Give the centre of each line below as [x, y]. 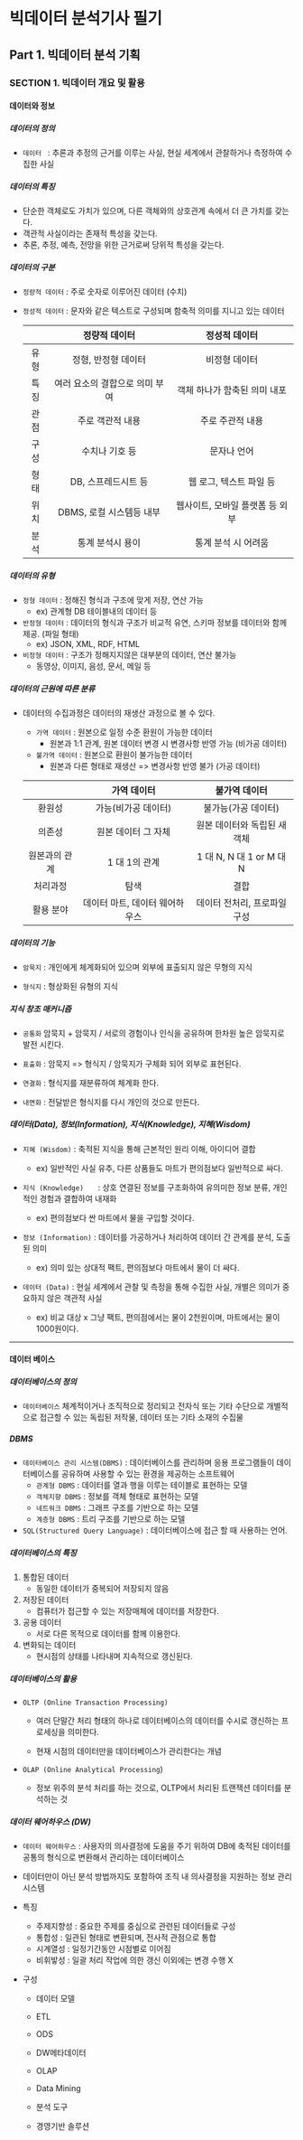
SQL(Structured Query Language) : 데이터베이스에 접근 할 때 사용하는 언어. [155, 1530]
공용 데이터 [42, 1622]
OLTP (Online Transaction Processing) [95, 1703]
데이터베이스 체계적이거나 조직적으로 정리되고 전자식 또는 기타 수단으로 [143, 1406]
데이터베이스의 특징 [43, 1553]
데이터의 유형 [32, 576]
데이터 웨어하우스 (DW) [50, 1821]
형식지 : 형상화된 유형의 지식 [70, 986]
